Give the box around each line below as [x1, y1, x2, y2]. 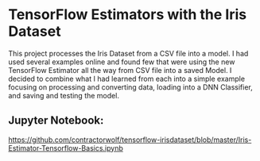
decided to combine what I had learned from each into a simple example [8, 74, 245, 83]
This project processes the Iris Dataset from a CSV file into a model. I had [8, 48, 249, 58]
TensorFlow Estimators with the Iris [8, 6, 247, 24]
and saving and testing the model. [8, 90, 119, 100]
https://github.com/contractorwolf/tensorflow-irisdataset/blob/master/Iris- [8, 135, 252, 144]
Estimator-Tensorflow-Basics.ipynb [8, 143, 123, 152]
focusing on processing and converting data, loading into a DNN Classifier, [8, 82, 253, 92]
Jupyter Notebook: [8, 113, 104, 128]
